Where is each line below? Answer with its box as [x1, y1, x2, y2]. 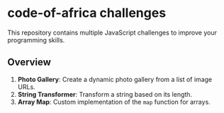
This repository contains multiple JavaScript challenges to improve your [7, 28, 218, 37]
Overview [7, 56, 52, 69]
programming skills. [7, 35, 65, 44]
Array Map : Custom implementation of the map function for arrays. [17, 97, 211, 106]
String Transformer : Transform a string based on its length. [17, 90, 193, 98]
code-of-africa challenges [7, 5, 167, 21]
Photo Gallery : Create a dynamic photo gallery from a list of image [17, 75, 213, 83]
